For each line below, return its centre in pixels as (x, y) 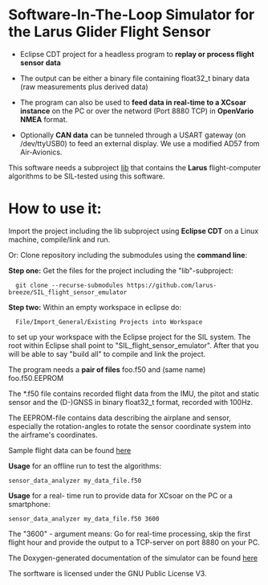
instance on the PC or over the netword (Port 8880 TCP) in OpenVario (137, 111)
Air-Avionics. (41, 152)
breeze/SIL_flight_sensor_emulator (68, 292)
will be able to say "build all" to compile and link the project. (107, 354)
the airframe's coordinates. (53, 435)
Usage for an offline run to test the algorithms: (85, 466)
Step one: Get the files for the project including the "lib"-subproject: (121, 270)
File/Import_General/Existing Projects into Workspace (109, 322)
